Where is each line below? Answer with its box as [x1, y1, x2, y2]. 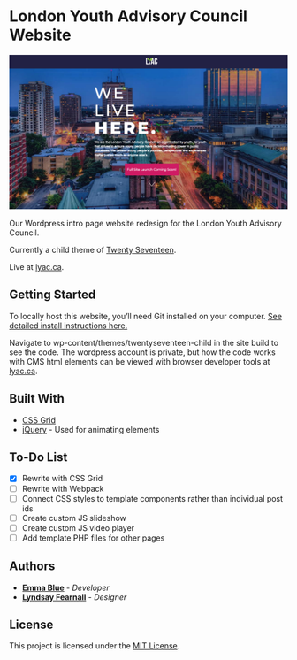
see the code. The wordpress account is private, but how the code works [9, 347, 276, 357]
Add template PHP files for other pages [21, 533, 165, 543]
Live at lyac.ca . [9, 262, 65, 272]
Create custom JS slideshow [21, 512, 126, 523]
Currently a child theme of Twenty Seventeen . [9, 245, 177, 255]
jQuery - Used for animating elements [21, 424, 160, 434]
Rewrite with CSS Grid [21, 473, 103, 484]
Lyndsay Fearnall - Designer [21, 591, 127, 602]
